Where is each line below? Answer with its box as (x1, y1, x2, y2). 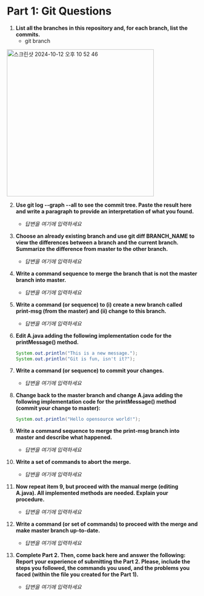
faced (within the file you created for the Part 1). (15, 571, 139, 578)
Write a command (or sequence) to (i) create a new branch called (15, 301, 183, 308)
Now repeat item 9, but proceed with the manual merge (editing (15, 483, 179, 490)
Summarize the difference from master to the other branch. (15, 245, 168, 252)
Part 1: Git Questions (7, 4, 112, 18)
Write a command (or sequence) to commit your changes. (15, 367, 164, 374)
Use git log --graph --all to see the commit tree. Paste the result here (15, 201, 192, 209)
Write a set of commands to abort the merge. (15, 458, 131, 465)
